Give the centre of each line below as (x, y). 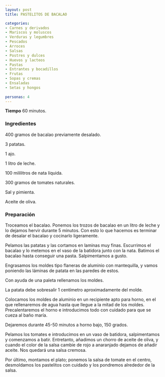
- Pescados (16, 42)
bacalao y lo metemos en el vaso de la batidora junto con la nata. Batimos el (82, 250)
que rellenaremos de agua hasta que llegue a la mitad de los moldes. (75, 304)
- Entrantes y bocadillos (32, 69)
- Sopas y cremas (23, 79)
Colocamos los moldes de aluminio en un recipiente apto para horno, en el (81, 299)
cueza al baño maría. (26, 315)
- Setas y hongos (23, 88)
